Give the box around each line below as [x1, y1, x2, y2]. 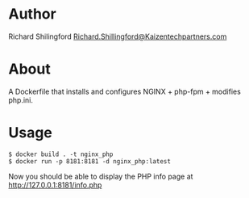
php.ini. [8, 95, 34, 105]
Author [8, 5, 56, 23]
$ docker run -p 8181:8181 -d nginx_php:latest [8, 157, 172, 166]
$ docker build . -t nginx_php [8, 150, 114, 158]
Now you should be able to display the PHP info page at [8, 171, 193, 181]
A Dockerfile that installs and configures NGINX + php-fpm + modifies [8, 86, 242, 96]
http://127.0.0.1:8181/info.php [8, 179, 102, 190]
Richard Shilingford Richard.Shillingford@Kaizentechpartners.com [8, 32, 227, 41]
